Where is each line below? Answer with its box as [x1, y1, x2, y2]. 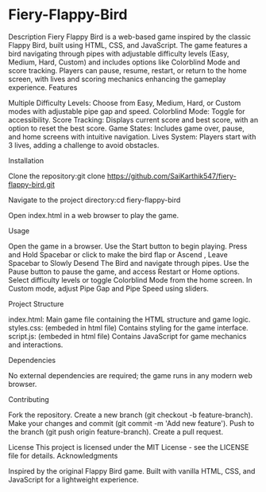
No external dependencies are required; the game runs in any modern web [8, 370, 253, 380]
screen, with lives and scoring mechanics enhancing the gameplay [8, 74, 226, 84]
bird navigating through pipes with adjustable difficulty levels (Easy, [8, 49, 229, 58]
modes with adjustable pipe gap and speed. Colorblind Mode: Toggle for [8, 106, 245, 116]
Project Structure [8, 299, 64, 308]
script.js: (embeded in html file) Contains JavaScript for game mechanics [8, 331, 247, 341]
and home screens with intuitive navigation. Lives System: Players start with [8, 131, 256, 141]
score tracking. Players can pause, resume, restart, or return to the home [8, 65, 248, 75]
